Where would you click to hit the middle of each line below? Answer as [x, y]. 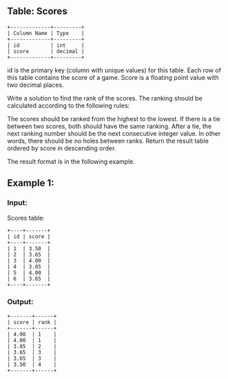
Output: [20, 302]
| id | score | [29, 236]
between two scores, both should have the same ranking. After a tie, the [110, 126]
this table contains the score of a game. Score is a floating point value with [113, 77]
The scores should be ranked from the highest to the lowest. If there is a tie [114, 119]
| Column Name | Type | [46, 33]
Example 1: [31, 183]
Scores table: [26, 218]
